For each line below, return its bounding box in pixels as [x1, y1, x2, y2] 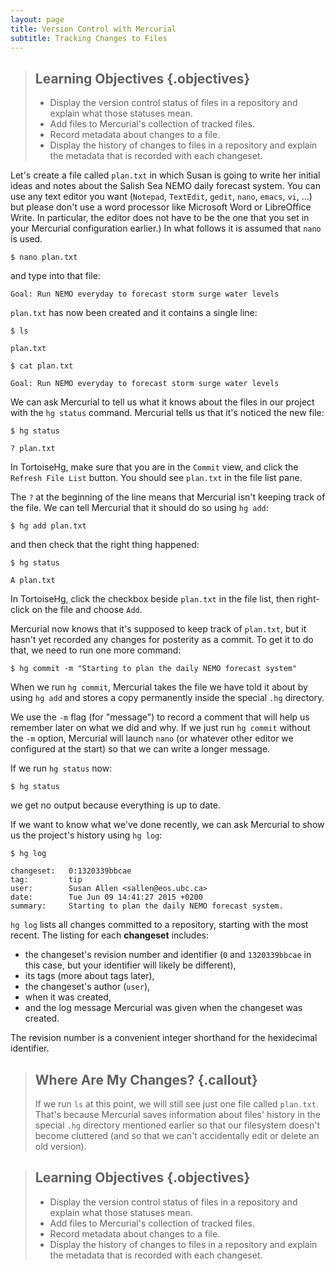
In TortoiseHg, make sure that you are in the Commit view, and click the [10, 461, 299, 473]
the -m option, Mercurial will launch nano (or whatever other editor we [10, 732, 294, 745]
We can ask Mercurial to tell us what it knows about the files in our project [10, 396, 315, 408]
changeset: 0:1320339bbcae [10, 866, 132, 876]
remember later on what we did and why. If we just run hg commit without [10, 722, 311, 734]
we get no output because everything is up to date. [10, 799, 221, 811]
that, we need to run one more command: [10, 644, 182, 656]
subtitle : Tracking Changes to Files [10, 33, 168, 43]
